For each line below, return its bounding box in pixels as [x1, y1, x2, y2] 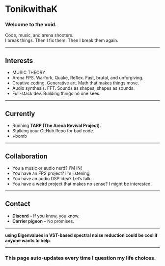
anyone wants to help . [5, 237, 52, 243]
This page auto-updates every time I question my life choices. [5, 254, 156, 261]
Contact [5, 200, 30, 208]
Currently [5, 110, 35, 118]
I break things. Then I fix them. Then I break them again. [5, 38, 119, 43]
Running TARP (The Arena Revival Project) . [12, 122, 101, 129]
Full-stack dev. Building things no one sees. [12, 90, 101, 97]
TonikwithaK [5, 3, 58, 15]
